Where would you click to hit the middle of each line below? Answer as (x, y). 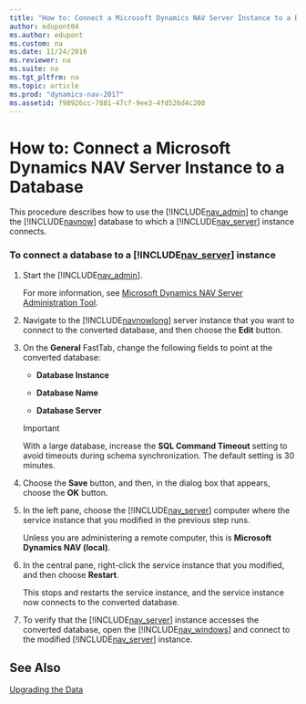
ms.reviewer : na (40, 60)
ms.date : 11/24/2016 (49, 52)
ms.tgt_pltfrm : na (44, 78)
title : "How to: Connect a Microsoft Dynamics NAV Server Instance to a (150, 18)
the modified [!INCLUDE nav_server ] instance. (107, 639)
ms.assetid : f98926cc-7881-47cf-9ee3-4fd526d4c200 (107, 103)
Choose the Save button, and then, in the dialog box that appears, (146, 483)
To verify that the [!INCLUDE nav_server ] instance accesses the (141, 620)
